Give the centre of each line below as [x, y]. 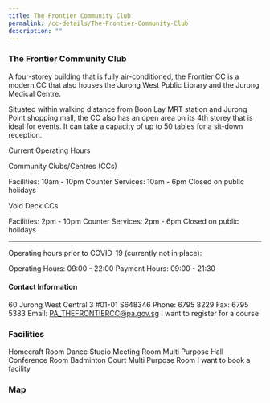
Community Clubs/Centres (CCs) [63, 166]
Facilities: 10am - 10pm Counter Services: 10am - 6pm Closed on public [127, 181]
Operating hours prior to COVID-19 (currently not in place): [105, 253]
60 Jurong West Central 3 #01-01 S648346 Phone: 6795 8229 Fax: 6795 [129, 304]
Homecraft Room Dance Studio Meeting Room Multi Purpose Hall [116, 352]
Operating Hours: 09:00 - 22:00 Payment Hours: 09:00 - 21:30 [112, 268]
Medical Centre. [35, 93]
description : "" [35, 31]
